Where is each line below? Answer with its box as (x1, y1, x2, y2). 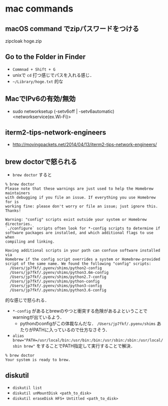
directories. (5, 221, 33, 227)
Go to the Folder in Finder (5, 52, 86, 61)
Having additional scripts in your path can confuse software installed (5, 248, 160, 253)
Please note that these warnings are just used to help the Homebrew (5, 186, 154, 192)
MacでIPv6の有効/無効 (5, 94, 76, 103)
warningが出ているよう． (12, 314, 65, 320)
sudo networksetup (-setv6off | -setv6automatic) (12, 108, 114, 114)
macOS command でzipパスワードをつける (5, 24, 139, 33)
